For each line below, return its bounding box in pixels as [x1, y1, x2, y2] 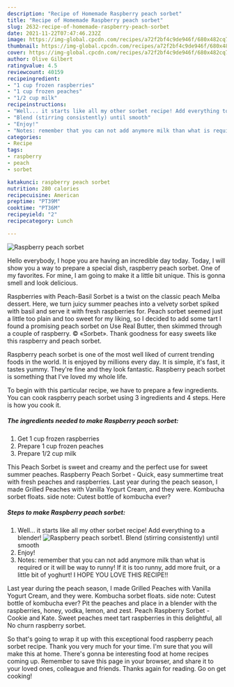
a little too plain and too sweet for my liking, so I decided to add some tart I [7, 314, 221, 323]
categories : [7, 133, 42, 140]
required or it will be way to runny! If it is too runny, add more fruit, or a [17, 563, 221, 571]
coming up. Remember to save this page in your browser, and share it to [7, 657, 214, 665]
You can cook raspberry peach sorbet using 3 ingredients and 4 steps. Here [7, 393, 226, 401]
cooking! [7, 672, 33, 680]
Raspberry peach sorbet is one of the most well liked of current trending [7, 350, 214, 358]
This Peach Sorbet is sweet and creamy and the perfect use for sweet [7, 462, 208, 471]
